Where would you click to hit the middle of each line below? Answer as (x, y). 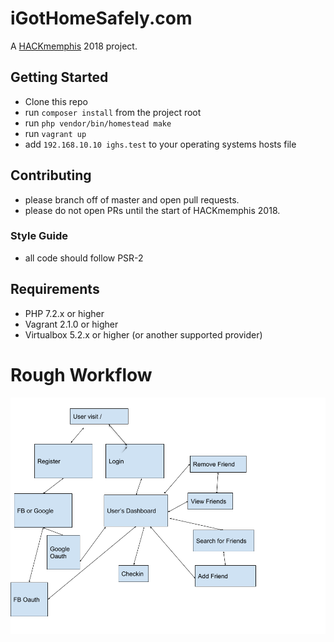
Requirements (55, 289)
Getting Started (59, 77)
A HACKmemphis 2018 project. (74, 46)
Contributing (51, 175)
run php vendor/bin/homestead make (98, 123)
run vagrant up (55, 133)
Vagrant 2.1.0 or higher (71, 324)
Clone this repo (56, 101)
